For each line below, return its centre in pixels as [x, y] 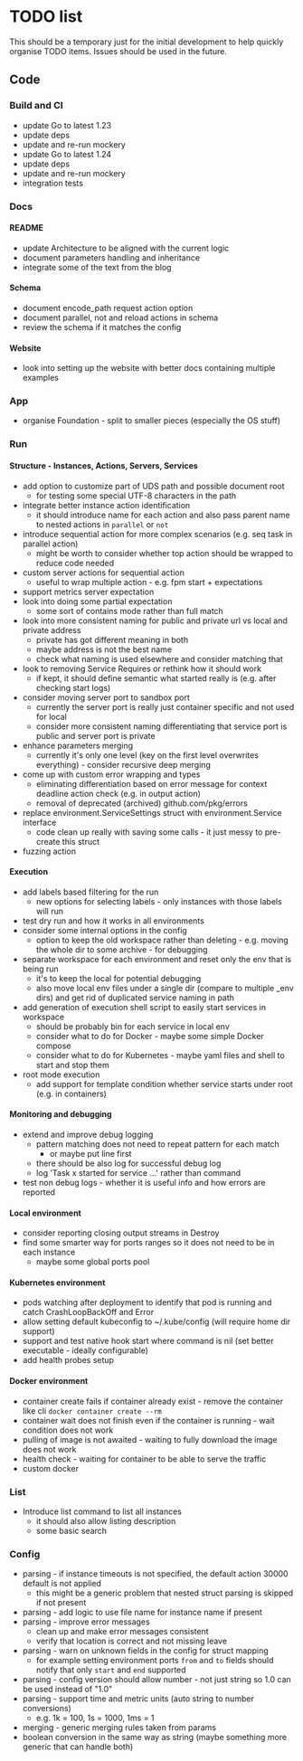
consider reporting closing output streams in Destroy [121, 1233]
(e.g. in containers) [71, 1094]
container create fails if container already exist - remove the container [152, 1401]
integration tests [53, 183]
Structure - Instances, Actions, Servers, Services [104, 465]
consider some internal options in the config [104, 930]
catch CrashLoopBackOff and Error [88, 1312]
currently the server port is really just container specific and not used [165, 706]
